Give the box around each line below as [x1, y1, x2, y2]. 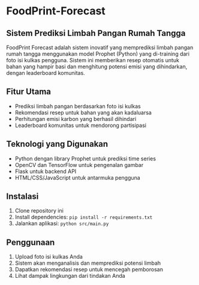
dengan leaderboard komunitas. [6, 69, 85, 76]
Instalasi [6, 192, 39, 202]
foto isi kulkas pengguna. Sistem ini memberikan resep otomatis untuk [6, 57, 180, 63]
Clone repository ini [14, 207, 64, 214]
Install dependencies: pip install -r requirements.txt [14, 214, 153, 221]
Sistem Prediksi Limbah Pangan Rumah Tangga [6, 28, 186, 38]
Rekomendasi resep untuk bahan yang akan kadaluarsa [14, 109, 152, 116]
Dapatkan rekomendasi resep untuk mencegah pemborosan [14, 266, 164, 273]
